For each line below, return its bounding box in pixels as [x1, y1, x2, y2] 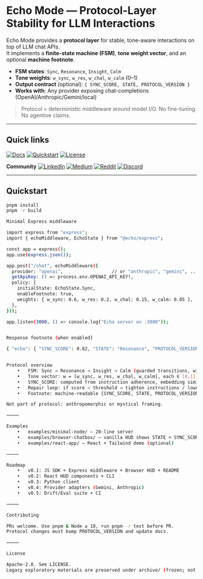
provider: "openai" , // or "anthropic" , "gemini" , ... [11, 268, 199, 275]
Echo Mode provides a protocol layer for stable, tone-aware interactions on [6, 36, 195, 44]
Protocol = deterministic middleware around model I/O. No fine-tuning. [21, 105, 197, 112]
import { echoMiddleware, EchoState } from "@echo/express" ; [6, 235, 164, 241]
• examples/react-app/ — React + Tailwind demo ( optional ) [17, 440, 174, 446]
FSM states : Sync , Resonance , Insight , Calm [14, 67, 121, 75]
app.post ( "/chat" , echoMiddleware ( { [6, 263, 98, 269]
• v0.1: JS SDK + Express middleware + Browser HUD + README [17, 467, 180, 474]
